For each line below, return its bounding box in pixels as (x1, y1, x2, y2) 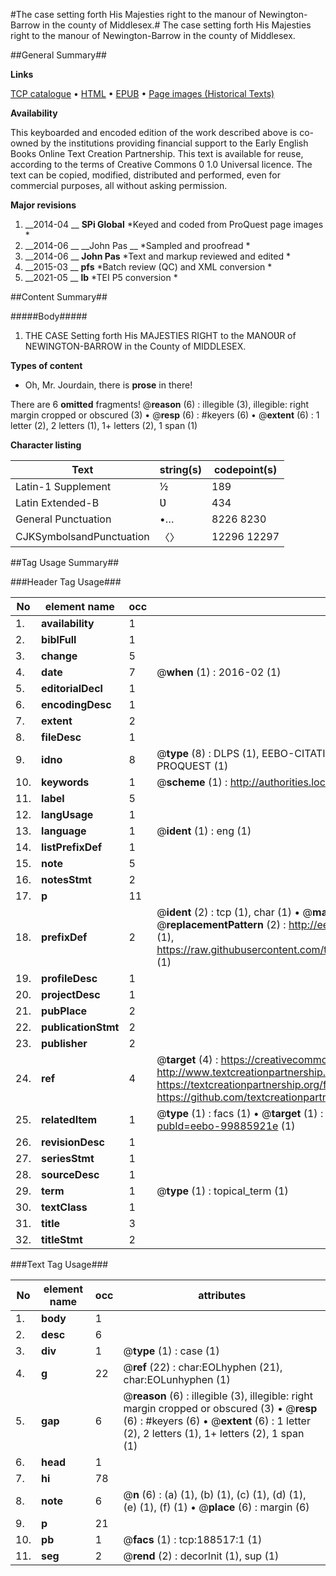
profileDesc (41, 972, 98, 985)
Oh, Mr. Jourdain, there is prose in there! (24, 379, 193, 391)
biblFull (41, 633, 77, 646)
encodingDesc (41, 698, 112, 711)
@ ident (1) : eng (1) (156, 824, 252, 838)
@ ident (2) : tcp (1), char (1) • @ (156, 905, 313, 919)
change (41, 649, 78, 663)
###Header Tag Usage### (10, 576, 122, 588)
